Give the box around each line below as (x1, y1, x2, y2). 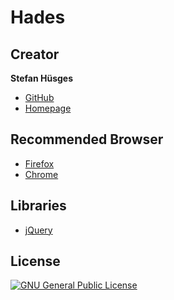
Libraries (10, 197, 67, 215)
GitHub (24, 92, 55, 103)
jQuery (24, 224, 53, 236)
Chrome (24, 168, 59, 180)
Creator (10, 46, 60, 63)
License (10, 253, 61, 270)
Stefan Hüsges (10, 72, 73, 84)
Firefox (24, 157, 55, 170)
